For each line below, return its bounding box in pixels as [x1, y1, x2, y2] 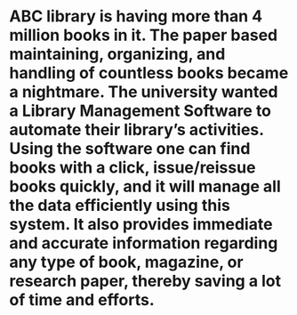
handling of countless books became [9, 63, 289, 84]
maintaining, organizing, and [9, 44, 226, 64]
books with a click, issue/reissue [9, 157, 256, 178]
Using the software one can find [9, 139, 251, 159]
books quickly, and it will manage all [9, 176, 282, 197]
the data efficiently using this [9, 196, 231, 215]
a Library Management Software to [9, 101, 272, 121]
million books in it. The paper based [9, 25, 278, 45]
